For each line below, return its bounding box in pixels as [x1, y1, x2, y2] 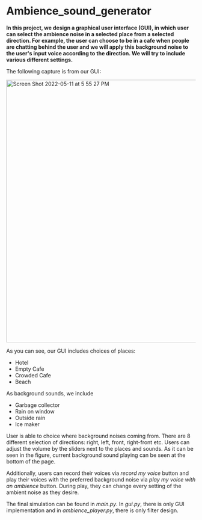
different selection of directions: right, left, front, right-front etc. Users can [6, 438, 190, 446]
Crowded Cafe [14, 371, 51, 379]
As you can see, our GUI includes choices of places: [6, 347, 136, 354]
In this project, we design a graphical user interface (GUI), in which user [6, 24, 189, 31]
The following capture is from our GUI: [6, 67, 101, 75]
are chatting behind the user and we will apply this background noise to [6, 43, 188, 51]
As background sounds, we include [6, 389, 94, 397]
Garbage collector [14, 401, 60, 409]
